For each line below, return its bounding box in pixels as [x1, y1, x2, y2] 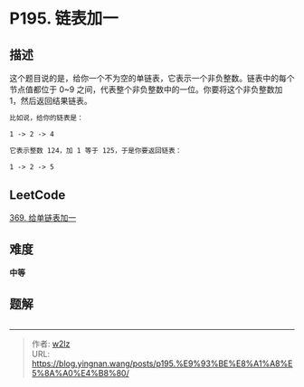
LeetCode [9, 187, 66, 203]
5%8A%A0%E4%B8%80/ [31, 367, 129, 378]
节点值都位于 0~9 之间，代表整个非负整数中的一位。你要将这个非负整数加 [9, 84, 283, 95]
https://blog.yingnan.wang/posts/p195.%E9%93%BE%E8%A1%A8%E [31, 358, 293, 369]
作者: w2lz [31, 338, 71, 349]
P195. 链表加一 [9, 8, 119, 29]
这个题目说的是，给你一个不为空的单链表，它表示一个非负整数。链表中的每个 [9, 73, 295, 83]
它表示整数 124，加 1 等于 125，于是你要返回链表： [9, 146, 183, 155]
